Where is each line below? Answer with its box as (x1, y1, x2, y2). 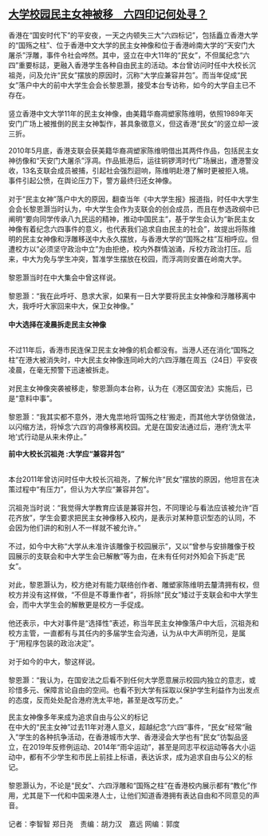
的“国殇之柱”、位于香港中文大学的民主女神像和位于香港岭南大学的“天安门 (8, 40, 249, 50)
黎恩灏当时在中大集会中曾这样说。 (8, 273, 120, 282)
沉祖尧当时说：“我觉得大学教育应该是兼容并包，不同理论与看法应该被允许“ (8, 503, 253, 512)
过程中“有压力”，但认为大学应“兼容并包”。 (14, 484, 154, 494)
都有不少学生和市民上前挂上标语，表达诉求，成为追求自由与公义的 (29, 752, 246, 762)
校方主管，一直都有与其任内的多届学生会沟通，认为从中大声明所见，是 (8, 628, 239, 638)
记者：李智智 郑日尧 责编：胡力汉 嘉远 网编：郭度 (8, 818, 180, 829)
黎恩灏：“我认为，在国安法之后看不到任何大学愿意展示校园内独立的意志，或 (8, 675, 257, 685)
